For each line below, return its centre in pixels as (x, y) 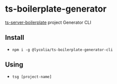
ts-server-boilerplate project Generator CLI (48, 22)
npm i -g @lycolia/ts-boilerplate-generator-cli (62, 50)
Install (15, 38)
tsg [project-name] (32, 77)
